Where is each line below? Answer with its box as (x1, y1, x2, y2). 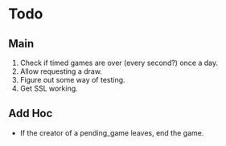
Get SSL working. (19, 83, 78, 93)
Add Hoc (8, 107, 53, 120)
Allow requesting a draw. (19, 67, 103, 76)
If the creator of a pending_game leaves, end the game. (19, 128, 204, 137)
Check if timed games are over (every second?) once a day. (19, 58, 219, 67)
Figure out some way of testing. (19, 75, 126, 84)
